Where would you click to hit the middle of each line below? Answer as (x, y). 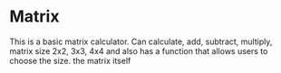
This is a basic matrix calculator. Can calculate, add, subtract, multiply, (141, 41)
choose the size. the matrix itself (70, 60)
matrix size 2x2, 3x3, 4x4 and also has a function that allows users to (139, 50)
